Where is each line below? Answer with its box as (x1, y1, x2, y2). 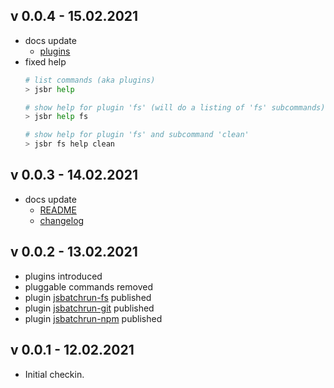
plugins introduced (24, 270, 103, 282)
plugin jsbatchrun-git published (24, 302, 155, 314)
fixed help (24, 55, 67, 68)
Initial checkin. (24, 368, 85, 380)
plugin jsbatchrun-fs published (24, 291, 152, 303)
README (39, 204, 77, 216)
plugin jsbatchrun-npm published (24, 312, 163, 324)
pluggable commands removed (24, 280, 153, 293)
